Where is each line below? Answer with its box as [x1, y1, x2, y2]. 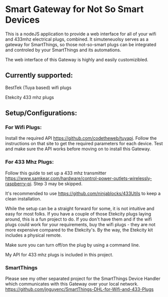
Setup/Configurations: [5, 109, 78, 118]
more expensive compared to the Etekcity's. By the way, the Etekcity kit [5, 227, 153, 233]
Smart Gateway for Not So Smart [5, 4, 144, 15]
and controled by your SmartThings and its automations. [5, 47, 121, 53]
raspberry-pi [5, 180, 32, 186]
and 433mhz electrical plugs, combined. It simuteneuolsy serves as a [5, 36, 149, 42]
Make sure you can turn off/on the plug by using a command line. [5, 242, 140, 248]
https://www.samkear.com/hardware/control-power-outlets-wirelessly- [5, 175, 152, 181]
